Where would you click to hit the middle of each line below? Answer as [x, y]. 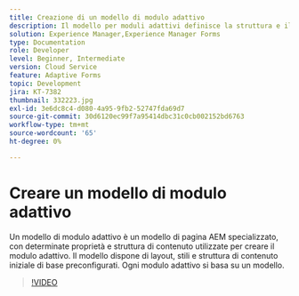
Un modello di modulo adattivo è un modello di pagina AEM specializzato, [144, 236]
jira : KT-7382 [36, 92]
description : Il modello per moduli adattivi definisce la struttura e [145, 26]
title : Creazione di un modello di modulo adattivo [107, 17]
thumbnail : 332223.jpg [51, 100]
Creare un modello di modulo [118, 193]
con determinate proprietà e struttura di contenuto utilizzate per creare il [142, 246]
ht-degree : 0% [36, 141]
